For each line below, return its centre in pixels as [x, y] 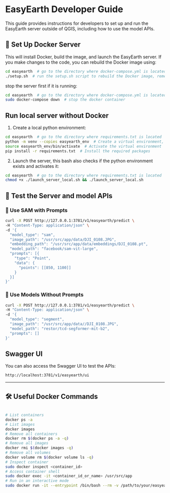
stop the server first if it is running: [41, 86]
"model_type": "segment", [37, 320]
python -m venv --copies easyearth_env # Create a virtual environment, [85, 142]
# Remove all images [27, 443]
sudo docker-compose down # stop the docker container [65, 100]
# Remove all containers [31, 434]
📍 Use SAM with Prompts [36, 210]
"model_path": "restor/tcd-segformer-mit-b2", [60, 329]
